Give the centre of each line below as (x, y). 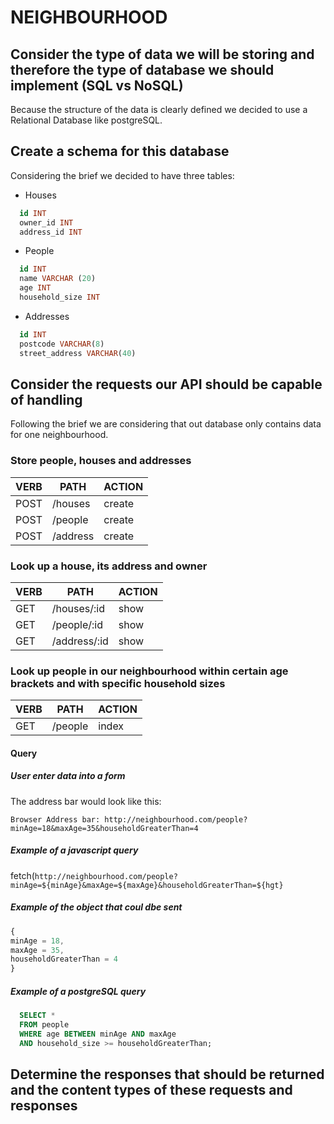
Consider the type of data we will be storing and (162, 54)
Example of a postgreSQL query (78, 991)
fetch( (22, 875)
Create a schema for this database (120, 151)
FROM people (44, 1024)
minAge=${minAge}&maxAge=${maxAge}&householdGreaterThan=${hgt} (147, 885)
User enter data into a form (68, 776)
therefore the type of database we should (142, 69)
